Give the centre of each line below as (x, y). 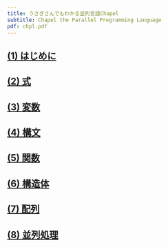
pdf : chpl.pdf (28, 26)
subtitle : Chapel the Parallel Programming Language (84, 20)
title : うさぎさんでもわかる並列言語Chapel (63, 13)
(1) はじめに (32, 56)
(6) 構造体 (28, 183)
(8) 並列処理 (33, 235)
